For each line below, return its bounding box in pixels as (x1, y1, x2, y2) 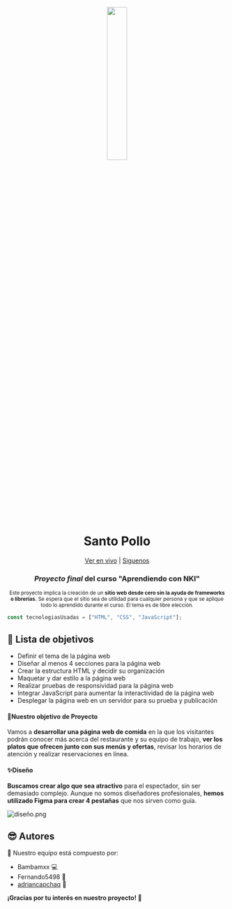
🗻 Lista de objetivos (7, 633, 94, 645)
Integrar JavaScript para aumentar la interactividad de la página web (17, 689, 215, 697)
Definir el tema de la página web (17, 652, 111, 660)
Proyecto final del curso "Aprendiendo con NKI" (33, 574, 201, 583)
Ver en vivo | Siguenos (84, 556, 150, 565)
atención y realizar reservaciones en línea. (7, 750, 129, 758)
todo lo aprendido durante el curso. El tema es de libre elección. (40, 602, 194, 609)
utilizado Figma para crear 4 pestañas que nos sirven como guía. (7, 797, 197, 805)
